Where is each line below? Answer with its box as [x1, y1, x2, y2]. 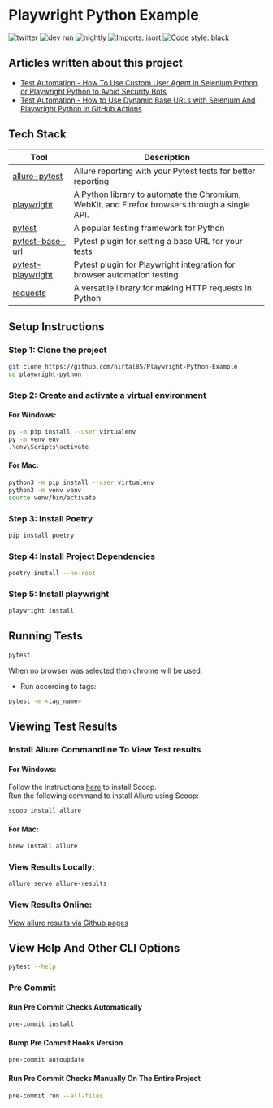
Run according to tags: [19, 681, 97, 691]
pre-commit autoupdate [8, 1056, 85, 1064]
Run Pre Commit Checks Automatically [8, 1002, 142, 1012]
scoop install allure [8, 807, 82, 815]
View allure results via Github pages [8, 918, 128, 927]
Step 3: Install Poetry [8, 513, 93, 524]
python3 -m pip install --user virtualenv [8, 478, 154, 486]
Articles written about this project [8, 56, 183, 70]
